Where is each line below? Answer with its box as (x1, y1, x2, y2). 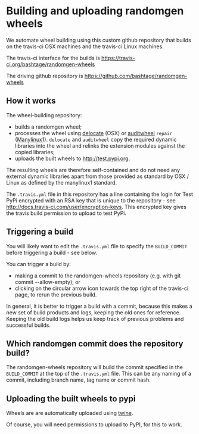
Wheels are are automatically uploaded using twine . (6, 410, 133, 417)
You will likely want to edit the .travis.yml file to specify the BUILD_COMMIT (6, 242, 188, 249)
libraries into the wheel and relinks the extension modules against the (14, 142, 185, 149)
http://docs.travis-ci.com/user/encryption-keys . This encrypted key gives (6, 203, 186, 210)
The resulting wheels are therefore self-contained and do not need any (6, 166, 181, 173)
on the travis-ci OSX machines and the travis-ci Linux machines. (6, 43, 164, 50)
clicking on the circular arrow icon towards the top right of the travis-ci (14, 285, 189, 292)
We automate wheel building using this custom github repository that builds (6, 36, 192, 43)
